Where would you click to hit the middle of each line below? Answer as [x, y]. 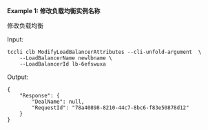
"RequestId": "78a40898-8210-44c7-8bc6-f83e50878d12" [111, 108]
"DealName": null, [58, 102]
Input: [15, 39]
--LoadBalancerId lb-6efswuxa [63, 64]
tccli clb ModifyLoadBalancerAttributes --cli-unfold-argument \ [104, 52]
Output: [18, 77]
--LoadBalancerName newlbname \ [66, 58]
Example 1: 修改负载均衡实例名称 [54, 11]
